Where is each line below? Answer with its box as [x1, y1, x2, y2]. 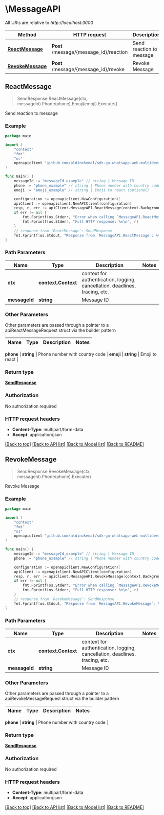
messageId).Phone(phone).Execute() [17, 474, 91, 479]
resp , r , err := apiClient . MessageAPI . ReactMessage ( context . [14, 206, 141, 211]
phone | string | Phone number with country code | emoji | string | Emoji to [5, 351, 157, 357]
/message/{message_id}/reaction [51, 48, 128, 55]
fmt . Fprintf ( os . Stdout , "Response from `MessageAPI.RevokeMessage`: [14, 601, 156, 606]
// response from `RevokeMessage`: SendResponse [14, 597, 115, 601]
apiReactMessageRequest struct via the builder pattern [5, 327, 116, 334]
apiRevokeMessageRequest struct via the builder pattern [5, 695, 120, 701]
